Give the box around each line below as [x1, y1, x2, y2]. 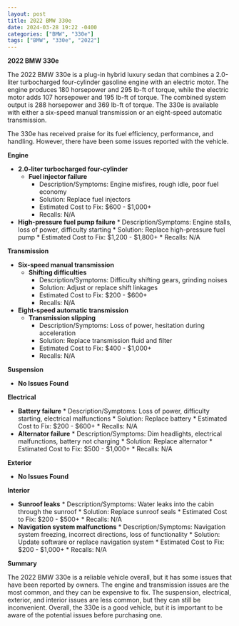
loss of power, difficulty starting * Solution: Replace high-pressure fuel [17, 225, 225, 234]
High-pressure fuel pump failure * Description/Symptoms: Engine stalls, [17, 218, 232, 227]
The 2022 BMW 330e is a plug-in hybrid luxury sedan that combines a [7, 71, 215, 79]
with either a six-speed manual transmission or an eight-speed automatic [7, 108, 223, 117]
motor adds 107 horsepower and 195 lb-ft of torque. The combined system [7, 93, 226, 102]
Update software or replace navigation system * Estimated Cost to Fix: [17, 538, 225, 546]
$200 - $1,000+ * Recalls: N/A [17, 545, 107, 554]
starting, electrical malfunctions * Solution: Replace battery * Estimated [17, 414, 228, 423]
